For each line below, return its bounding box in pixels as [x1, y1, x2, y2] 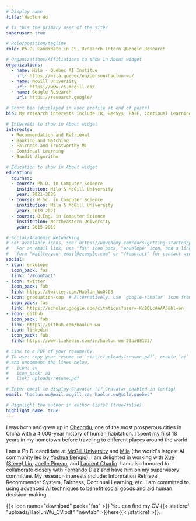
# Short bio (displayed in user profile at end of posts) [6, 105, 150, 111]
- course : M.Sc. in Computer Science [11, 197, 103, 203]
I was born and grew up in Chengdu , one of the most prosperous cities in [6, 423, 182, 430]
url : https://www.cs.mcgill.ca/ [16, 84, 95, 89]
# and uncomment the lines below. [6, 359, 90, 365]
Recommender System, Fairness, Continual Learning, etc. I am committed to [6, 478, 190, 485]
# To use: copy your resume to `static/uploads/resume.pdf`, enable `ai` [6, 354, 190, 360]
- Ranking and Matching [11, 137, 69, 143]
